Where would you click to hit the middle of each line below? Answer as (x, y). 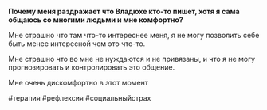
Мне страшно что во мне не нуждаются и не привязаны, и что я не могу (132, 59)
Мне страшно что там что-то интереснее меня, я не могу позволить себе (134, 35)
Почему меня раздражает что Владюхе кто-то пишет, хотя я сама (124, 11)
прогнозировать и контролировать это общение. (92, 67)
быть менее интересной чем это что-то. (77, 44)
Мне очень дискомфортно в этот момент (79, 83)
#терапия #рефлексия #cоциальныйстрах (80, 98)
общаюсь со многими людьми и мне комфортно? (96, 20)
